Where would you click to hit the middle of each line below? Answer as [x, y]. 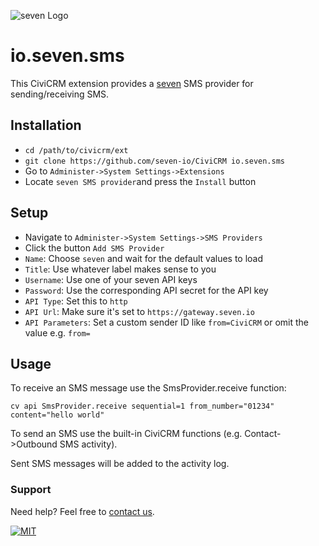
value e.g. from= [57, 332]
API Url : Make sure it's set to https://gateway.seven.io [139, 311]
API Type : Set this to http [76, 301]
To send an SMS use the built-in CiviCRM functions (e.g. [126, 434]
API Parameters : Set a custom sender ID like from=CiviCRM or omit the [167, 322]
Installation [46, 125]
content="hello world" [57, 415]
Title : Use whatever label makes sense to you [120, 269]
